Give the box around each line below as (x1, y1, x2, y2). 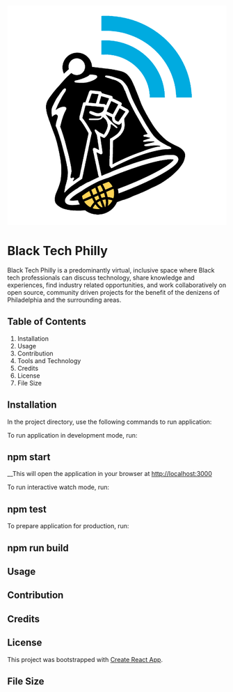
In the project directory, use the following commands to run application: (7, 417, 212, 426)
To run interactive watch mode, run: (7, 483, 110, 491)
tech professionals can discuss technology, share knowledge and (7, 273, 195, 282)
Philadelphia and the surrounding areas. (7, 295, 122, 304)
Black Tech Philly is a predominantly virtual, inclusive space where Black (7, 266, 215, 274)
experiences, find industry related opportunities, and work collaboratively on (7, 281, 227, 289)
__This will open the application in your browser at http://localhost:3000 (7, 470, 212, 478)
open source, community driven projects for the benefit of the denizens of (7, 288, 220, 296)
